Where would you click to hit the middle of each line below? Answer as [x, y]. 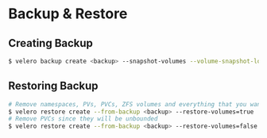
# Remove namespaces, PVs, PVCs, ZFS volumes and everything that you [128, 104]
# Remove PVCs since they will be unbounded [83, 119]
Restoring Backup [53, 86]
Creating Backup [51, 43]
